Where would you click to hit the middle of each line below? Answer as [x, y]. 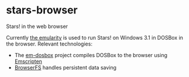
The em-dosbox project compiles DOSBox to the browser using [91, 55]
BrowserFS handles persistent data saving [66, 67]
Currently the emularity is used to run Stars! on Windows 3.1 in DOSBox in [94, 37]
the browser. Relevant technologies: [49, 44]
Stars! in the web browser [37, 26]
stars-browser [42, 10]
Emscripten [28, 61]
